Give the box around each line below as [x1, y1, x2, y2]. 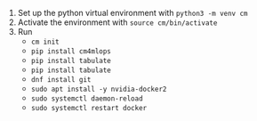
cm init [30, 37, 60, 46]
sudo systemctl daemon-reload [30, 94, 144, 103]
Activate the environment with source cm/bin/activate [17, 17, 218, 28]
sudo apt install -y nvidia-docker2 [30, 85, 167, 93]
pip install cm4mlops [30, 47, 111, 56]
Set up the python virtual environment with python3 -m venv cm [17, 8, 248, 18]
